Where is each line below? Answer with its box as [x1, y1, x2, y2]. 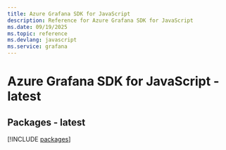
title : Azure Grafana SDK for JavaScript [7, 10, 131, 18]
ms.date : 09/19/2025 [7, 23, 68, 30]
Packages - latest [7, 116, 86, 128]
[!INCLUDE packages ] [7, 135, 71, 143]
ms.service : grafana [7, 43, 68, 50]
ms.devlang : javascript [7, 37, 77, 44]
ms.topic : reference [7, 30, 68, 37]
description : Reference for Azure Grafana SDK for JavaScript [7, 17, 194, 24]
